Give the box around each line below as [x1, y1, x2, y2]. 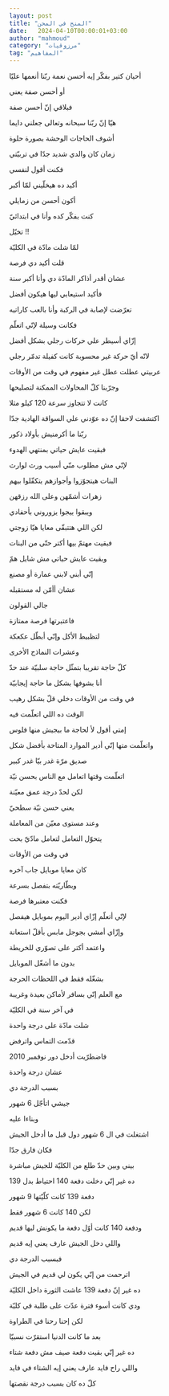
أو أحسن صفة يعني [9, 87, 66, 96]
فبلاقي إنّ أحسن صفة [9, 102, 73, 112]
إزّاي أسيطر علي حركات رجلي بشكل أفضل [9, 336, 137, 345]
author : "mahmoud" [9, 34, 70, 43]
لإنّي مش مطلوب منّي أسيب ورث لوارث [9, 460, 127, 470]
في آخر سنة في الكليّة [9, 1005, 74, 1014]
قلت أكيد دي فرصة [9, 258, 65, 267]
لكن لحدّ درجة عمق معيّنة [9, 787, 83, 796]
